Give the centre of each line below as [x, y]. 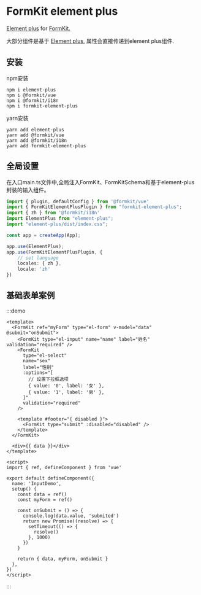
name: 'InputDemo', [37, 483]
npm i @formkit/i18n [33, 100]
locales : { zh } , [40, 263]
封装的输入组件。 [28, 190]
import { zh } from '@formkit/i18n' [53, 213]
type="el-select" [45, 355]
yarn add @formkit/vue [35, 135]
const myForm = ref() [45, 500]
